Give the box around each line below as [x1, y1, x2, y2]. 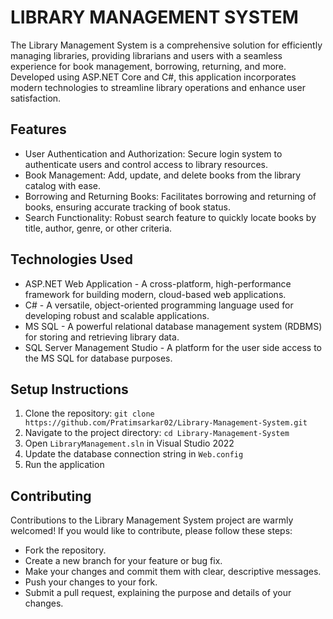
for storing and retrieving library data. [24, 331, 180, 343]
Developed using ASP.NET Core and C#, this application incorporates [10, 71, 297, 83]
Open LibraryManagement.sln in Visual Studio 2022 [24, 437, 235, 450]
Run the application [24, 459, 105, 471]
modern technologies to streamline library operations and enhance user [10, 81, 306, 93]
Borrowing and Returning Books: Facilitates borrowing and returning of [24, 190, 317, 202]
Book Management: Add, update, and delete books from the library [24, 169, 302, 181]
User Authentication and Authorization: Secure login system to [24, 147, 283, 160]
